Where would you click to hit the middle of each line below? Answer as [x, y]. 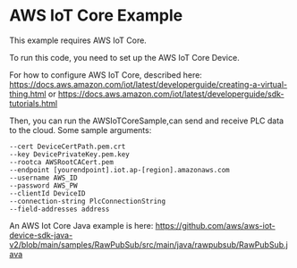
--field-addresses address [59, 209]
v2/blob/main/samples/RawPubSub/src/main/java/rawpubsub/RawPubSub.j [148, 244]
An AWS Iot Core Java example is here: [81, 225]
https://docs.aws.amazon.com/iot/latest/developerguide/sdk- [171, 94]
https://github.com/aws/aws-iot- [215, 225]
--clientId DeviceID [48, 193]
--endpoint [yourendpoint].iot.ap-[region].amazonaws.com [119, 170]
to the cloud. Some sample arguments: [81, 130]
